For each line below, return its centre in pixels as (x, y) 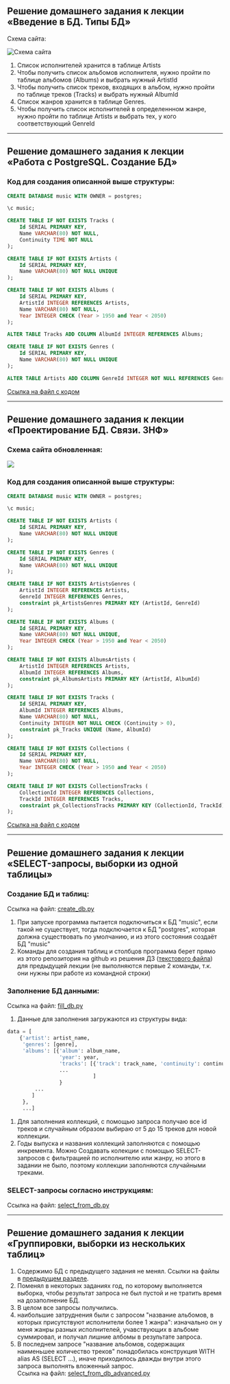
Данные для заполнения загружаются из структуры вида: (102, 1019)
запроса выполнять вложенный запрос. (75, 1365)
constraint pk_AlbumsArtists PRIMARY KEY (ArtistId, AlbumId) (110, 679)
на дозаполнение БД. (48, 1300)
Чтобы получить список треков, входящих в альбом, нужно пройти (116, 87)
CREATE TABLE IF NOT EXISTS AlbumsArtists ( (72, 660)
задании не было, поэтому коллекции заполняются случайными (111, 1165)
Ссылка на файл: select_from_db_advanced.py (84, 1373)
